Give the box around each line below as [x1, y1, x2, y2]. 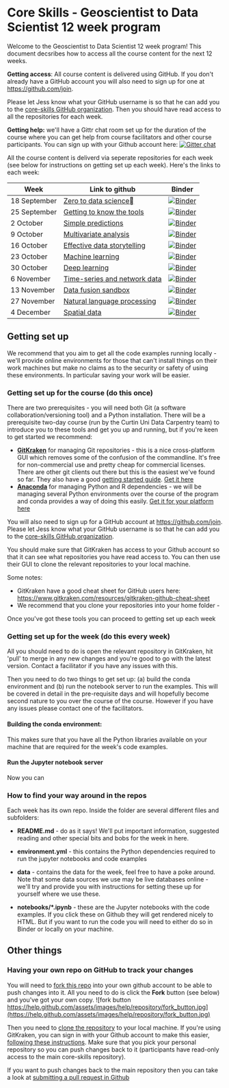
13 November [10, 285, 55, 294]
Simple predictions [64, 218, 124, 228]
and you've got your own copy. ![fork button [7, 995, 131, 1004]
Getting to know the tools [64, 207, 144, 217]
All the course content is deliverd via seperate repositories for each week [7, 153, 213, 162]
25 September [10, 207, 57, 217]
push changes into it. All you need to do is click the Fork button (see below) [7, 988, 220, 996]
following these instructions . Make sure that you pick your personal [7, 1038, 197, 1046]
